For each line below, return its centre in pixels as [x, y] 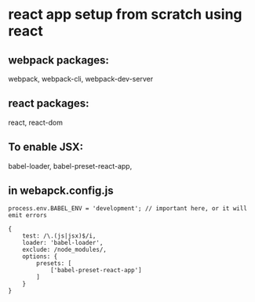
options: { [40, 257]
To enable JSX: [46, 147]
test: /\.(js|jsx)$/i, [59, 236]
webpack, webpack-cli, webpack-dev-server [81, 79]
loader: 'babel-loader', [63, 243]
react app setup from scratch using [125, 15]
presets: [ [54, 264]
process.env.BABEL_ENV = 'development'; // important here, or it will [127, 209]
